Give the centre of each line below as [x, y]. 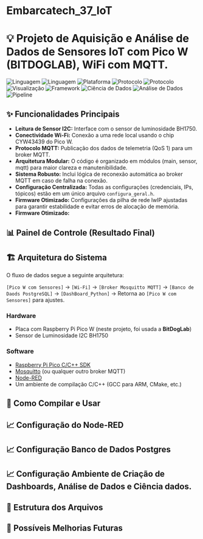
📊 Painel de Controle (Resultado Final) [81, 233]
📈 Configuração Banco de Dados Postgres [89, 449]
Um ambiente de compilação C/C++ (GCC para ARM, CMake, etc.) [98, 384]
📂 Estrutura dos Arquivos [55, 507]
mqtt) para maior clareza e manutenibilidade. [71, 167]
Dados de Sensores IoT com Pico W [97, 52]
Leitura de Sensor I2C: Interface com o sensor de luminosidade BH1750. [106, 128]
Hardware [21, 316]
